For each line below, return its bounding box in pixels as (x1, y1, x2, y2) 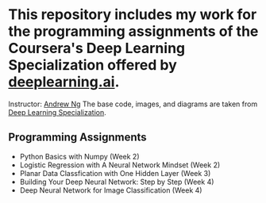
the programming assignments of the (8, 22, 259, 40)
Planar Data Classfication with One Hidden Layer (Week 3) (19, 168, 211, 178)
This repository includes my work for (8, 6, 257, 24)
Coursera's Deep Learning (8, 40, 186, 57)
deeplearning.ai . (8, 73, 120, 91)
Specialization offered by (8, 56, 177, 75)
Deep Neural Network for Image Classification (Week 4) (19, 185, 202, 195)
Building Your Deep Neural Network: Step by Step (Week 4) (19, 177, 214, 186)
